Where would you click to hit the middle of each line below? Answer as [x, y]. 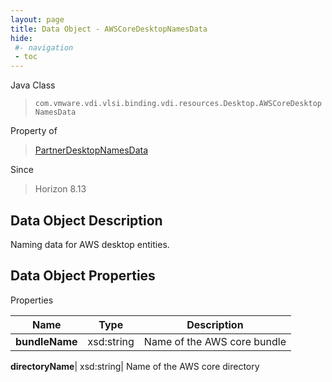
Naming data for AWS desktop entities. [90, 244]
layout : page [37, 19]
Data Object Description [86, 220]
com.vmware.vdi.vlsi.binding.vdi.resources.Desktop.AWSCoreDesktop [178, 104]
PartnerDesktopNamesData [91, 150]
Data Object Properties [83, 276]
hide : [21, 38]
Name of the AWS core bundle [215, 341]
